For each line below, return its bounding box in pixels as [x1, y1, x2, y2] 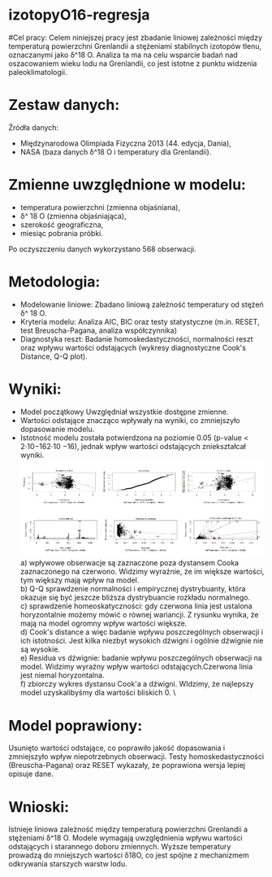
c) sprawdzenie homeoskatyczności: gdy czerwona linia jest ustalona [19, 601, 253, 611]
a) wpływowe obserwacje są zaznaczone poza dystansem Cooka [19, 558, 240, 568]
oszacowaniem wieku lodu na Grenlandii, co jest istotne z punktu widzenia [8, 59, 257, 68]
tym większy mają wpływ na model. [19, 575, 140, 585]
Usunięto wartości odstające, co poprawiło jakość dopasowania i [8, 743, 226, 753]
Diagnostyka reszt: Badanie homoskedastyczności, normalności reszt [19, 334, 253, 343]
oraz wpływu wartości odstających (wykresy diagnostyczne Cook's [19, 343, 246, 352]
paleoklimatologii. [8, 67, 67, 76]
